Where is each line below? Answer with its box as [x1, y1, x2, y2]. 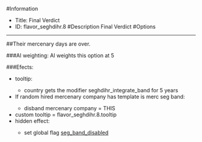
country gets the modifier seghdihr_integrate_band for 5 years [23, 87, 179, 93]
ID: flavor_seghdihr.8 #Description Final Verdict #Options [14, 23, 156, 30]
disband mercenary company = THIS [23, 105, 115, 111]
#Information [6, 5, 38, 12]
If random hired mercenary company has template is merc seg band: [14, 93, 185, 100]
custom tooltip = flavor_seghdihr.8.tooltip [14, 111, 117, 118]
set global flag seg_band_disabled [23, 129, 109, 136]
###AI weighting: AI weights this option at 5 [6, 52, 114, 59]
